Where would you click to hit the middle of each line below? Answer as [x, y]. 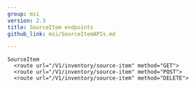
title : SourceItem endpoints [50, 27]
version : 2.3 [27, 21]
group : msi [23, 14]
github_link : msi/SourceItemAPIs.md [61, 34]
